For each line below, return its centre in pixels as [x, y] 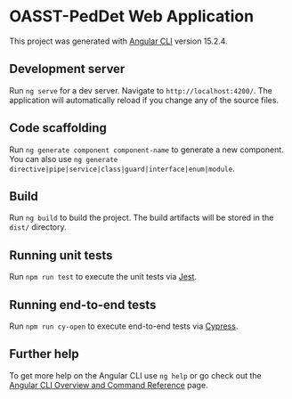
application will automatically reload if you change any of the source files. [144, 100]
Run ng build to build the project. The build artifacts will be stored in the [142, 218]
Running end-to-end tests [83, 305]
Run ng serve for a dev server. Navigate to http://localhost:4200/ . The [141, 90]
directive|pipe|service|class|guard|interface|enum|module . [122, 168]
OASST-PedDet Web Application [132, 16]
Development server [67, 69]
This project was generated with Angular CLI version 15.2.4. [119, 41]
